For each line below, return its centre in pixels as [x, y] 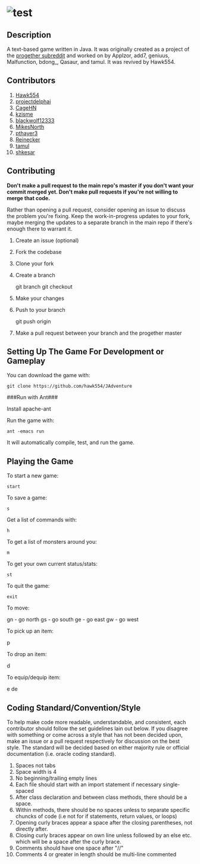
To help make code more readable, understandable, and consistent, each [96, 722]
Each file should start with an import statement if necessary [88, 785]
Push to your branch [40, 310]
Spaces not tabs [35, 765]
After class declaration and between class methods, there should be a [101, 797]
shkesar [25, 152]
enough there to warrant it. [40, 229]
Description [29, 35]
